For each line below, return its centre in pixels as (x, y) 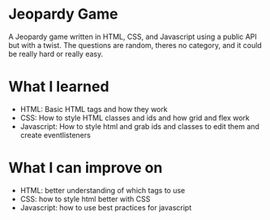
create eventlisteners (55, 135)
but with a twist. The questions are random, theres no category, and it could (135, 45)
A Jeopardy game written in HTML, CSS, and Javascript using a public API (133, 37)
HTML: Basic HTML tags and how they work (94, 109)
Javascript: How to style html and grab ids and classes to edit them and (139, 126)
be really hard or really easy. (56, 54)
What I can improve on (86, 168)
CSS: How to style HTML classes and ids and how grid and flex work (135, 118)
